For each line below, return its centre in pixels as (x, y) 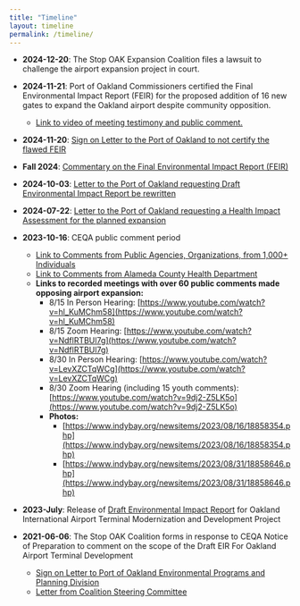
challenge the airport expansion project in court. (111, 69)
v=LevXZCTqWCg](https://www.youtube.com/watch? (147, 369)
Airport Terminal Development (78, 556)
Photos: (63, 417)
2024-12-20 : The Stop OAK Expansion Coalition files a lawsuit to (142, 60)
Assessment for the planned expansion (94, 221)
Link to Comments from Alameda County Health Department (146, 274)
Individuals (55, 265)
